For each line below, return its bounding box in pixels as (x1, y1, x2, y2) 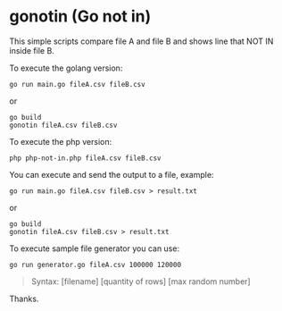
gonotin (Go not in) (9, 6, 152, 27)
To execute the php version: (9, 136, 112, 147)
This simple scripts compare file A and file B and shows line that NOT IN (9, 36, 274, 46)
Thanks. (9, 293, 39, 304)
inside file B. (9, 45, 55, 55)
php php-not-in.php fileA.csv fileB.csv (9, 154, 162, 163)
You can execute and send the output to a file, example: (9, 169, 214, 180)
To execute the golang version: (9, 63, 123, 73)
